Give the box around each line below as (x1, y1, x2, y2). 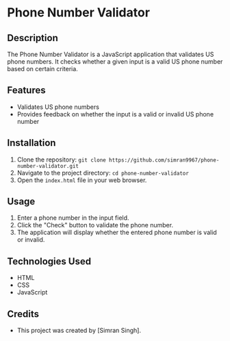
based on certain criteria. (7, 65, 79, 73)
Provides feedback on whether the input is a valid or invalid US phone (16, 110, 214, 118)
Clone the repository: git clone (16, 155, 106, 164)
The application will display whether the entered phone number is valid (16, 228, 217, 237)
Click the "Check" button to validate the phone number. (16, 221, 173, 229)
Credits (7, 308, 40, 320)
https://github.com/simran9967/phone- (108, 156, 220, 164)
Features (7, 84, 46, 97)
